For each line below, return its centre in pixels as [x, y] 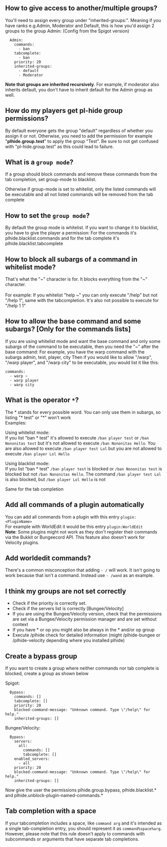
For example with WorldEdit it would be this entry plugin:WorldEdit [74, 526]
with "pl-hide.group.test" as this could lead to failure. [60, 146]
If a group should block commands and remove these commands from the [81, 174]
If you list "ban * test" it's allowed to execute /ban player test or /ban [77, 437]
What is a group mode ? [39, 162]
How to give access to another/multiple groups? [81, 8]
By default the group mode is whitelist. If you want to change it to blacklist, [82, 227]
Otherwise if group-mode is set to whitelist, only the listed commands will [81, 189]
